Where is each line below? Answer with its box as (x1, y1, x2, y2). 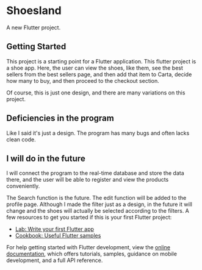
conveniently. (6, 182, 40, 190)
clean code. (6, 135, 36, 143)
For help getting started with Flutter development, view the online (6, 244, 171, 251)
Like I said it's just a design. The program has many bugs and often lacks (6, 129, 190, 137)
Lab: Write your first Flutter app (15, 226, 95, 233)
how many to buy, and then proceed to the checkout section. (6, 77, 160, 84)
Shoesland (6, 4, 62, 18)
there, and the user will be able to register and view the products (6, 176, 169, 183)
